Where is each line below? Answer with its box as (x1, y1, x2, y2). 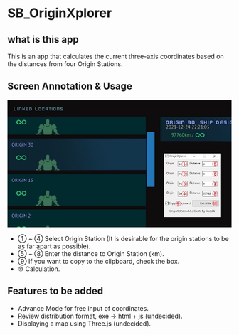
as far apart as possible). (17, 242, 91, 250)
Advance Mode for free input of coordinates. (17, 304, 149, 312)
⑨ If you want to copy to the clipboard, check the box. (17, 257, 180, 265)
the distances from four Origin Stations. (7, 60, 123, 68)
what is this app (7, 33, 80, 46)
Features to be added (7, 285, 104, 297)
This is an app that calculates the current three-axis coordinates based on (7, 52, 224, 60)
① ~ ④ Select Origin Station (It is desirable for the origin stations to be (17, 234, 229, 243)
